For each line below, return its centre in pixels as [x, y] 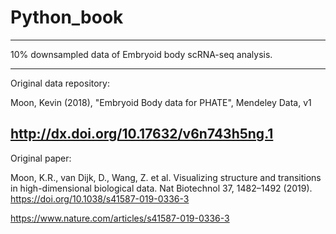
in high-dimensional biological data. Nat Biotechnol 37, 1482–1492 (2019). [161, 188]
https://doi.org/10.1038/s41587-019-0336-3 [100, 198]
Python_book [67, 17]
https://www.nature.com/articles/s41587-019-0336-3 [120, 218]
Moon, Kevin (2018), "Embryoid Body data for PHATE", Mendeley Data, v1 [161, 102]
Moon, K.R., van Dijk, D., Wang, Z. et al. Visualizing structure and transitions [166, 177]
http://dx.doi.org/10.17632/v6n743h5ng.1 [142, 134]
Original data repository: [60, 83]
